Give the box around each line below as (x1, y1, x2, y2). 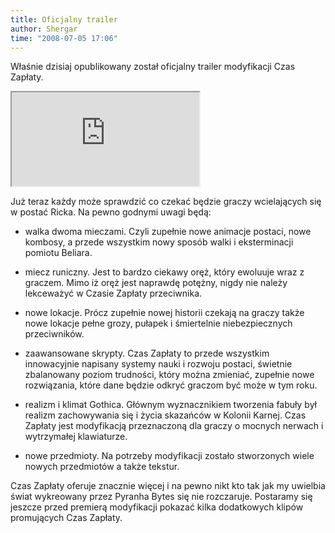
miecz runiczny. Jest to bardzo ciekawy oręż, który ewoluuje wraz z (24, 266, 305, 278)
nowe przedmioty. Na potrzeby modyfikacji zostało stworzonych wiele (24, 450, 315, 462)
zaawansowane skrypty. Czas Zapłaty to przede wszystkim (24, 347, 270, 360)
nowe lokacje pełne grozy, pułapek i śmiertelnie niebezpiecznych (24, 317, 293, 330)
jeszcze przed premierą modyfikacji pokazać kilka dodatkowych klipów (10, 501, 304, 513)
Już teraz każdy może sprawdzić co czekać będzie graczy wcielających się (10, 196, 322, 208)
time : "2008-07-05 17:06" (10, 33, 118, 43)
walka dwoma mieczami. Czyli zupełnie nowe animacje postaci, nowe (24, 226, 312, 238)
